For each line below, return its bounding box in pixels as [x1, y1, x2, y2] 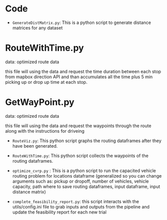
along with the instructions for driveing [5, 128, 85, 134]
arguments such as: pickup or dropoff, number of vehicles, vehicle [12, 178, 149, 184]
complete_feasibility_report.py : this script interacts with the [12, 198, 140, 205]
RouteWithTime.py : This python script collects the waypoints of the [12, 153, 149, 159]
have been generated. [12, 143, 58, 149]
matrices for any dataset [12, 24, 63, 30]
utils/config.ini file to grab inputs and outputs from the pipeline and [12, 204, 150, 210]
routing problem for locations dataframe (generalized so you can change [12, 173, 162, 179]
